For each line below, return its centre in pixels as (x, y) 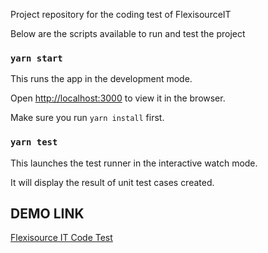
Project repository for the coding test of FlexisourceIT (121, 14)
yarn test (34, 142)
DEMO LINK (47, 213)
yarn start (36, 58)
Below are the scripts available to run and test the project (128, 33)
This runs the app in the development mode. (101, 79)
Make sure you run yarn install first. (87, 118)
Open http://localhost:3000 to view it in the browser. (118, 98)
